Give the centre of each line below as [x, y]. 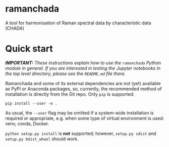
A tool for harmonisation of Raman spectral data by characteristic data [78, 23]
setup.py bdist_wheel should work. [42, 139]
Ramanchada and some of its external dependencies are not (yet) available [83, 83]
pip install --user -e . [31, 103]
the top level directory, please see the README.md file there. [66, 73]
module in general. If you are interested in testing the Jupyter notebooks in [83, 68]
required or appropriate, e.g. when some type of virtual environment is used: [85, 118]
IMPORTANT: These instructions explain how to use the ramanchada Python [83, 63]
